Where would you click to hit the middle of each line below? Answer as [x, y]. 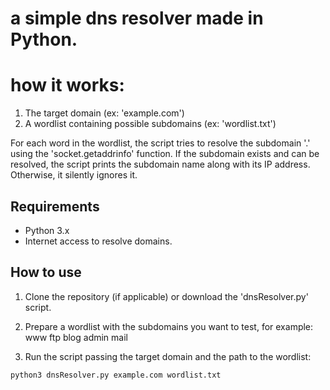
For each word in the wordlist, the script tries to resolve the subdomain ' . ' [160, 143]
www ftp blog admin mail [76, 337]
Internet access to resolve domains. [98, 241]
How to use [46, 272]
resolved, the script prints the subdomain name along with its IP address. [160, 164]
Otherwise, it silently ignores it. [74, 175]
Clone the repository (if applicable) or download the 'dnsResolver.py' [166, 296]
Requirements [55, 206]
